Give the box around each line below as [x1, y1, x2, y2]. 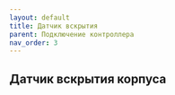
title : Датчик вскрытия [9, 22, 99, 30]
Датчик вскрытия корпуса [9, 71, 167, 86]
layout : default [9, 13, 70, 22]
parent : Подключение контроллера [9, 30, 135, 39]
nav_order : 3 [9, 38, 58, 47]
